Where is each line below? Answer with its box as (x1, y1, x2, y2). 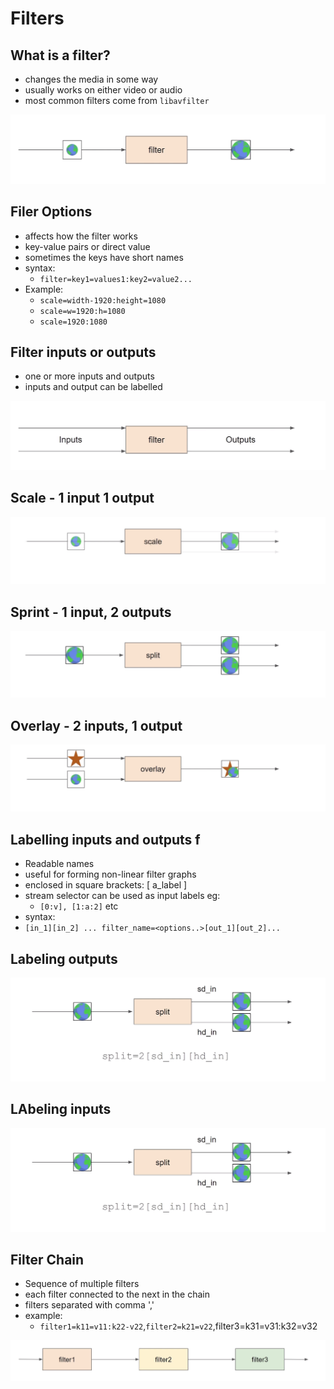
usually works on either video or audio (24, 84, 183, 96)
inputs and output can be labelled (24, 381, 163, 393)
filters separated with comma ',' (24, 1299, 155, 1311)
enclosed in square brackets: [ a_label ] (24, 879, 188, 891)
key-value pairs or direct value (24, 240, 151, 252)
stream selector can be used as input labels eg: (24, 890, 221, 902)
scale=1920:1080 (39, 317, 108, 327)
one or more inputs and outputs (24, 370, 155, 382)
